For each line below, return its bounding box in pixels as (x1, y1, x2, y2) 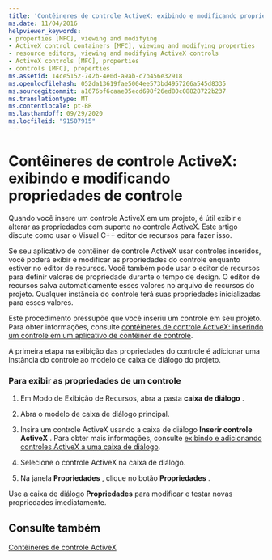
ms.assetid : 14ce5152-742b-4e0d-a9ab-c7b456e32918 (8, 72, 183, 80)
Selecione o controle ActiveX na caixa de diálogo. (19, 458, 186, 468)
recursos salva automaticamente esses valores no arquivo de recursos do (8, 280, 255, 290)
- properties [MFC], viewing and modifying (8, 34, 158, 43)
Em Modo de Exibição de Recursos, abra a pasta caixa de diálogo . (19, 393, 244, 403)
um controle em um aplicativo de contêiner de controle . (8, 330, 193, 340)
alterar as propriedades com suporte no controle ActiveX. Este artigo (8, 222, 238, 231)
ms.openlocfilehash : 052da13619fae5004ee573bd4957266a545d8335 (8, 79, 227, 87)
